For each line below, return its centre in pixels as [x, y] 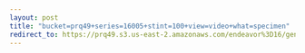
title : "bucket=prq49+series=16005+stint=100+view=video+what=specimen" [150, 26]
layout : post [34, 18]
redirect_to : [34, 34]
